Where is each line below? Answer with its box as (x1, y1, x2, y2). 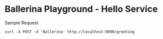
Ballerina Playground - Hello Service (4, 3, 158, 15)
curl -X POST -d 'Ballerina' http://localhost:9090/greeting (4, 29, 135, 34)
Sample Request (4, 20, 38, 26)
